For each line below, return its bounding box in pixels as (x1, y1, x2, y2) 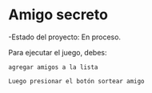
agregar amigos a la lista (8, 63, 98, 71)
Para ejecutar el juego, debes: (8, 47, 107, 57)
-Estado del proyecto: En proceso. (8, 32, 122, 42)
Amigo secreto (8, 6, 108, 24)
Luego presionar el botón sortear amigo (8, 77, 146, 85)
